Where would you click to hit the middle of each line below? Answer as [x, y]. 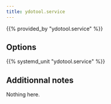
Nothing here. [23, 94]
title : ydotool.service [36, 12]
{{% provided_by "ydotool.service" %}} [55, 29]
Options [21, 47]
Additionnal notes [40, 80]
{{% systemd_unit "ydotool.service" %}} [56, 62]
